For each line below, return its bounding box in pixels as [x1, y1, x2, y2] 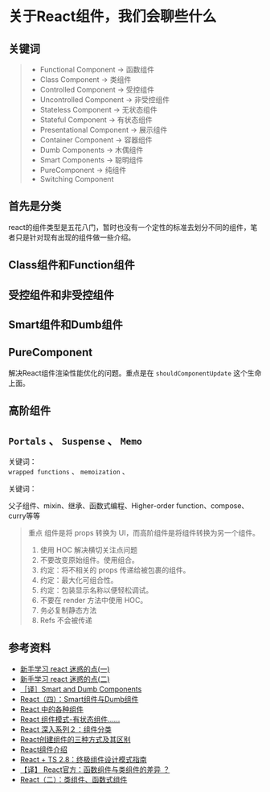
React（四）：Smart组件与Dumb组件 [19, 694, 139, 704]
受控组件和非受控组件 [8, 288, 114, 302]
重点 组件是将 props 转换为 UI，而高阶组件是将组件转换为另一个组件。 [27, 528, 260, 537]
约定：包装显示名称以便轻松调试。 [39, 585, 153, 595]
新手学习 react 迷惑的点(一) [19, 664, 110, 674]
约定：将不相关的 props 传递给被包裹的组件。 [39, 565, 190, 575]
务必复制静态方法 [39, 605, 97, 615]
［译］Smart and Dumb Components [19, 684, 142, 694]
